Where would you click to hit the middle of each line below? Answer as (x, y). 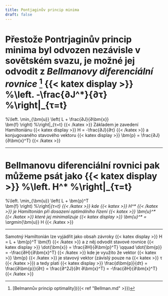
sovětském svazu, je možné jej (70, 60)
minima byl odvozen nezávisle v (73, 50)
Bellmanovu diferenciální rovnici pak (82, 165)
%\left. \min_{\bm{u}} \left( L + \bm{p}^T (47, 201)
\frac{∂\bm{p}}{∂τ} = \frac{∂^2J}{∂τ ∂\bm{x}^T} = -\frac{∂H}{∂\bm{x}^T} (81, 268)
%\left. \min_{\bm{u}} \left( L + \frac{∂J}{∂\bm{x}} (57, 119)
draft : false (19, 15)
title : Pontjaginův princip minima (42, 10)
